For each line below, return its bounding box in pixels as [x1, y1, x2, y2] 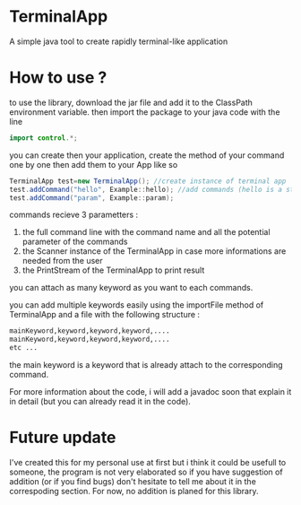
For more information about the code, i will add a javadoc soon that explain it [9, 387, 292, 396]
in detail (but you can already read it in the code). [9, 396, 191, 406]
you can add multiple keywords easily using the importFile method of [9, 300, 264, 310]
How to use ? [9, 67, 107, 88]
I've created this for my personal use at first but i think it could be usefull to [9, 457, 287, 467]
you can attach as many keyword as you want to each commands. [9, 283, 254, 293]
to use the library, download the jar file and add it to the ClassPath [9, 97, 254, 108]
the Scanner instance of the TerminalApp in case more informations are [21, 246, 287, 257]
